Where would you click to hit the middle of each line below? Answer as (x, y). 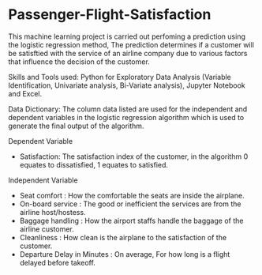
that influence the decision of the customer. (79, 62)
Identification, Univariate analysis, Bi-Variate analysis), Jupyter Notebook (127, 85)
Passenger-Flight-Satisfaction (110, 15)
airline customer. (47, 229)
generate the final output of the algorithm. (76, 126)
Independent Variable (43, 180)
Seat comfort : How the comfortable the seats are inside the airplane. (132, 195)
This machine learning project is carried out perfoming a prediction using (127, 36)
